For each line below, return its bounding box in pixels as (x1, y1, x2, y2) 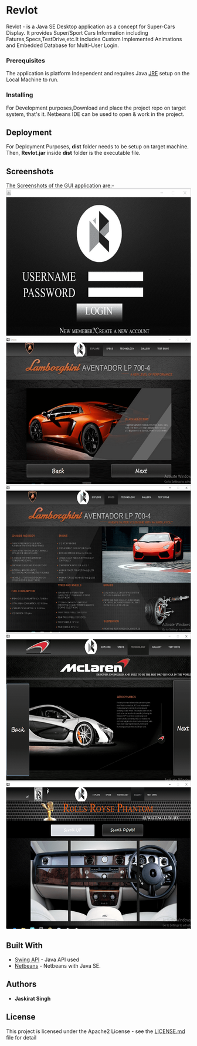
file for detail (6, 1034, 37, 1041)
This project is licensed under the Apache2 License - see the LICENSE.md (6, 1028, 186, 1035)
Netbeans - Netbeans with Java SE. (14, 962, 101, 969)
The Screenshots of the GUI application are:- (6, 182, 114, 189)
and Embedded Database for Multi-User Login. (6, 42, 119, 49)
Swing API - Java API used (14, 956, 80, 963)
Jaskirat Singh (14, 995, 51, 1002)
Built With (6, 940, 43, 951)
